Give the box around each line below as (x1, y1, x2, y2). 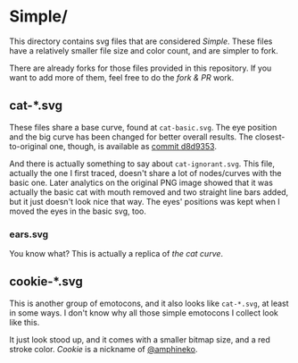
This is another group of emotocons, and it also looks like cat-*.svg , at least (9, 298, 289, 308)
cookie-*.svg (9, 274, 83, 290)
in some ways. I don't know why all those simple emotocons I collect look (9, 307, 279, 318)
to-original (9, 140, 47, 151)
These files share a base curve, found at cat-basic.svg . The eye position (9, 122, 277, 132)
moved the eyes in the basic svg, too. (9, 206, 147, 216)
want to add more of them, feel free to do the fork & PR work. (9, 72, 235, 82)
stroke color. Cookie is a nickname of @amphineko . (9, 343, 198, 354)
